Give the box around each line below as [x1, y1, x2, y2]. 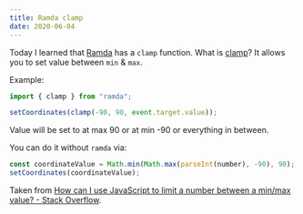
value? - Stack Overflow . [9, 195, 102, 205]
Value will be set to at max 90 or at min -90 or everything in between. [9, 125, 269, 136]
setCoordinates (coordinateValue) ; [9, 168, 141, 178]
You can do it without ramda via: [9, 142, 127, 153]
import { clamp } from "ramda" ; [9, 92, 132, 101]
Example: [9, 74, 45, 85]
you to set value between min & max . [9, 56, 143, 67]
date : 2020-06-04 [9, 22, 76, 31]
